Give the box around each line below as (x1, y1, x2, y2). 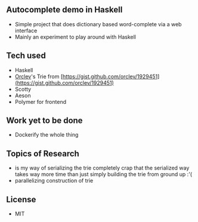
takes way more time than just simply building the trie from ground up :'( (14, 171, 193, 178)
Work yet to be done (6, 116, 83, 126)
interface (14, 27, 38, 34)
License (6, 194, 36, 205)
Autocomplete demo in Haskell (6, 5, 123, 15)
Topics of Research (6, 149, 79, 159)
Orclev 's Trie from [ (14, 73, 63, 80)
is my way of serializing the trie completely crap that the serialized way (14, 164, 190, 172)
